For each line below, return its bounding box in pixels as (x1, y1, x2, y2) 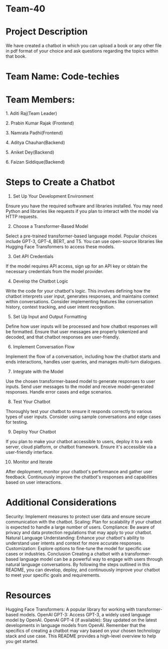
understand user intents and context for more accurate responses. (5, 540, 143, 546)
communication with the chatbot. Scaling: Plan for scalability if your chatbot (5, 519, 161, 525)
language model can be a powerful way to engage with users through (19, 556, 163, 562)
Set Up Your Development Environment (12, 193, 94, 199)
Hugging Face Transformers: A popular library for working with (5, 606, 135, 612)
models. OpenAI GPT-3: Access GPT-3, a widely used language (19, 612, 150, 618)
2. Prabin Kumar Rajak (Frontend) (5, 120, 74, 126)
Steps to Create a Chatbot (5, 177, 115, 188)
